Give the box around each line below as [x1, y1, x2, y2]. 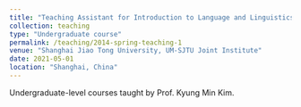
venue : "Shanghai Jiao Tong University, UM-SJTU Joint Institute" [9, 46, 262, 55]
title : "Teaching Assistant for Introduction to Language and [9, 12, 246, 22]
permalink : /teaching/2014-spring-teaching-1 [9, 37, 182, 47]
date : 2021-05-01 [9, 54, 74, 63]
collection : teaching [9, 21, 90, 30]
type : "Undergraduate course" [9, 29, 123, 38]
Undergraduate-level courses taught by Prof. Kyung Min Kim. [9, 86, 235, 98]
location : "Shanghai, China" [9, 63, 118, 72]
